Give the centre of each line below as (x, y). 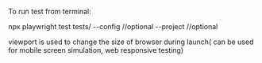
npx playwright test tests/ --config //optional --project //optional (113, 26)
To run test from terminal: (50, 11)
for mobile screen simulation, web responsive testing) (96, 50)
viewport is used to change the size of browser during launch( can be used (131, 42)
